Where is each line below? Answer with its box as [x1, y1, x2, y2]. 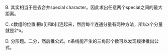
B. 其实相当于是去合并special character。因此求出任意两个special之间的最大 [5, 4, 162, 10]
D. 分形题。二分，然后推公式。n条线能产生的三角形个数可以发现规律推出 [5, 38, 154, 44]
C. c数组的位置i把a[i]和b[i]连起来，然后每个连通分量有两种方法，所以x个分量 [5, 21, 163, 27]
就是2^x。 [5, 27, 26, 33]
